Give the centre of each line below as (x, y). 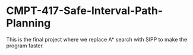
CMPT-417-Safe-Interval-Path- (85, 11)
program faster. (25, 46)
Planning (29, 23)
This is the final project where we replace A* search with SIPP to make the (97, 39)
